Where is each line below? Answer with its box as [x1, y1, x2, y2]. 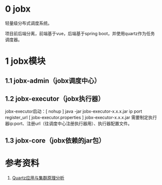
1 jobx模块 [5, 56, 46, 67]
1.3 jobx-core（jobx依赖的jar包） [5, 136, 106, 144]
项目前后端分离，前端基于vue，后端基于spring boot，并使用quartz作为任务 [5, 30, 155, 36]
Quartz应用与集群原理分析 [12, 175, 65, 181]
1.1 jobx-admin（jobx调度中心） [5, 77, 101, 85]
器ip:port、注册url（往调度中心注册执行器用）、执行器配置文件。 [5, 121, 132, 126]
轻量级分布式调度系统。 [5, 20, 52, 26]
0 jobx [5, 3, 31, 15]
